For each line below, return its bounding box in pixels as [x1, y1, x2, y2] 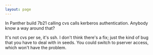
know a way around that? [5, 25, 56, 31]
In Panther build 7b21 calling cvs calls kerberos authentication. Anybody [5, 20, 148, 26]
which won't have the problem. [5, 44, 67, 50]
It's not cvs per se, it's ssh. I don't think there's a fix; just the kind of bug [5, 34, 149, 40]
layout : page [5, 7, 31, 12]
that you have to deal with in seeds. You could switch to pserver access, [5, 39, 149, 45]
